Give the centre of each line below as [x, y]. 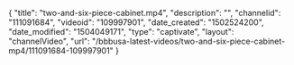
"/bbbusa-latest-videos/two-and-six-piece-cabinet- [189, 41]
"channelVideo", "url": [50, 41]
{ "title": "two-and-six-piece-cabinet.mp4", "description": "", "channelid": [145, 13]
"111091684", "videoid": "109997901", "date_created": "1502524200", [136, 22]
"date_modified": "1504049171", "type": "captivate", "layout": [121, 32]
